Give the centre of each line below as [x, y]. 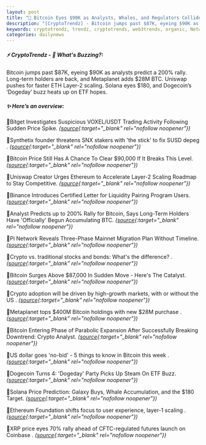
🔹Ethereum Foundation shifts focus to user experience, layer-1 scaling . [96, 410]
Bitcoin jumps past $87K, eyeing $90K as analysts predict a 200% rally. [97, 73]
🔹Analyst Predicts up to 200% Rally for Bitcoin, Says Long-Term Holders [98, 214]
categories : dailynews [35, 35]
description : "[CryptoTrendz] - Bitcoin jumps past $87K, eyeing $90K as [103, 23]
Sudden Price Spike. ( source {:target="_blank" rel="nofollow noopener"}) [98, 129]
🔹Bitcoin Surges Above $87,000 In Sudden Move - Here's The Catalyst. [96, 275]
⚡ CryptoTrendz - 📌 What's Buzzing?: [55, 54]
